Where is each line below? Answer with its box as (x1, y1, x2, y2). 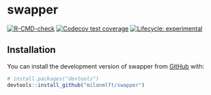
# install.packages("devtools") (7, 75, 99, 82)
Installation (7, 44, 56, 56)
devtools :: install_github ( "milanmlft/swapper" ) (7, 81, 145, 88)
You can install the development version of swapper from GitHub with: (7, 62, 205, 70)
